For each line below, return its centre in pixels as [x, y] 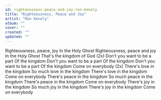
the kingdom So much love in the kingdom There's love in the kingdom [76, 71]
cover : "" [15, 28]
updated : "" [17, 37]
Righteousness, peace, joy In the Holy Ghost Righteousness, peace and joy [81, 50]
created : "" [17, 32]
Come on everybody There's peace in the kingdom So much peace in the [79, 77]
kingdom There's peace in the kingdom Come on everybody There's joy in [80, 81]
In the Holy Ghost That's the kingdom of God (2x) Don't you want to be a [78, 56]
